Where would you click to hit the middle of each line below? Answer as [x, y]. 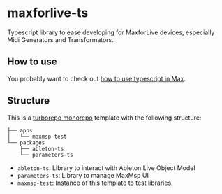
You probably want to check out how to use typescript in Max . [97, 78]
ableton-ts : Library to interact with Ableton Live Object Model [106, 168]
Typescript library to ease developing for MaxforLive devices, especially [111, 32]
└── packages [26, 143]
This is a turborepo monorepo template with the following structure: [104, 118]
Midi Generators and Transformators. [60, 39]
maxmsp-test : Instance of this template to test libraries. [95, 183]
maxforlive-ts [48, 13]
